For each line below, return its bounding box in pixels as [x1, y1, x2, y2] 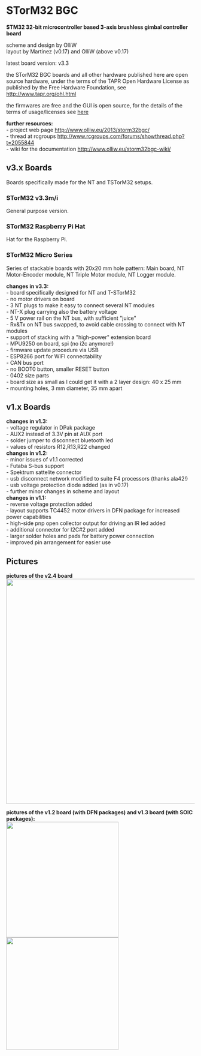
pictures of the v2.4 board [6, 572, 73, 580]
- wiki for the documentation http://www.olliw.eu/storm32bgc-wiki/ [6, 145, 171, 152]
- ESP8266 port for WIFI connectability [6, 352, 102, 360]
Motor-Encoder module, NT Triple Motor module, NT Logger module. [6, 271, 176, 278]
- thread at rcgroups [6, 133, 56, 140]
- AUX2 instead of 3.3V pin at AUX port [6, 430, 103, 438]
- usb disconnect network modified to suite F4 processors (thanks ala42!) [6, 475, 188, 482]
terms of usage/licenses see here [6, 108, 89, 115]
